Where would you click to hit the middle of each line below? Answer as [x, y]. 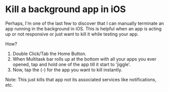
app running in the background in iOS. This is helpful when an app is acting [83, 28]
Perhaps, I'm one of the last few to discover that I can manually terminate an [85, 23]
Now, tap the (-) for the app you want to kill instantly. [67, 70]
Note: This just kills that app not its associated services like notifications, [81, 79]
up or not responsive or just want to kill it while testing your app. [72, 34]
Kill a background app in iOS [66, 9]
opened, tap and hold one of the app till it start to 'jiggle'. [72, 64]
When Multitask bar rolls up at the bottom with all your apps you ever [85, 59]
